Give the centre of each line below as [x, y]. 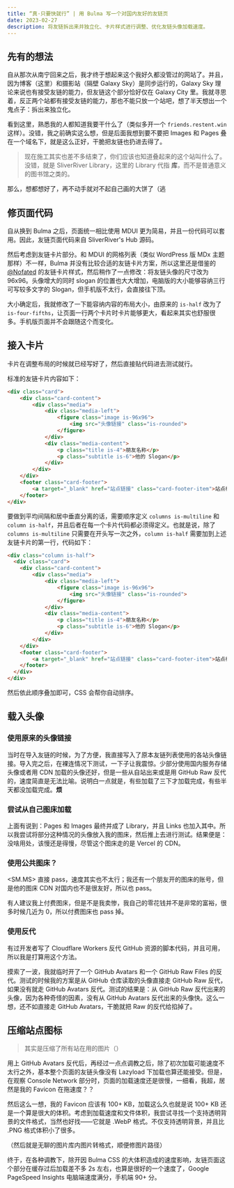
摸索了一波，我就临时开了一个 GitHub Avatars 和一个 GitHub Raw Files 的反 [115, 971]
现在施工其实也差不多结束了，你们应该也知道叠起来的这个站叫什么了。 [125, 157]
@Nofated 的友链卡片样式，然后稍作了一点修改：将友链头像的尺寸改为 [108, 272]
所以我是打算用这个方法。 [44, 957]
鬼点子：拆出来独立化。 [41, 109]
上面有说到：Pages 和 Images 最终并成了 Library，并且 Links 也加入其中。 [114, 826]
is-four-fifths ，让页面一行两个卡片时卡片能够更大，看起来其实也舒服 [109, 313]
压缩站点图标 [35, 1031]
